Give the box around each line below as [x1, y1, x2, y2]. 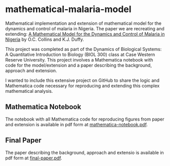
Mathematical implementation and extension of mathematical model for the [5, 20, 162, 26]
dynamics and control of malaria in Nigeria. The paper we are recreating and [5, 25, 164, 31]
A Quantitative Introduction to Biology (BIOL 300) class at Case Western [5, 51, 155, 58]
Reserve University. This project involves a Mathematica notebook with [5, 57, 153, 63]
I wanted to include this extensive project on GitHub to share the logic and [5, 77, 159, 83]
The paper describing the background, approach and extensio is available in [5, 149, 164, 155]
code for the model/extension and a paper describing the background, [5, 62, 152, 68]
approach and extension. [5, 67, 57, 74]
